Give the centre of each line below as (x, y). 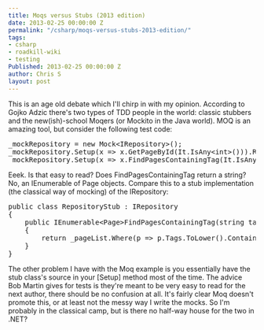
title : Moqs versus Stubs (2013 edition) (77, 15)
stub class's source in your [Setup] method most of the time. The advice (125, 277)
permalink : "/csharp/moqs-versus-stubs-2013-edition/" (100, 30)
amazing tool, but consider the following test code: (90, 129)
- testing (24, 60)
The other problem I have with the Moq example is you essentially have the (129, 269)
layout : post (29, 81)
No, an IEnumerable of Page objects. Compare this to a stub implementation (131, 183)
